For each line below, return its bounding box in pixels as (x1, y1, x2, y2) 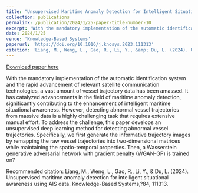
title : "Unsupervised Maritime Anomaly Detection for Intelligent (6, 8, 173, 15)
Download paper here (6, 63, 59, 70)
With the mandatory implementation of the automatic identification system (6, 74, 186, 81)
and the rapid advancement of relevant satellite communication (6, 81, 160, 88)
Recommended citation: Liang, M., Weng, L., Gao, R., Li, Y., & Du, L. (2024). (6, 168, 189, 175)
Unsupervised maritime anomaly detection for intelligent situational (6, 174, 169, 181)
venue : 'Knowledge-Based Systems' (6, 36, 91, 42)
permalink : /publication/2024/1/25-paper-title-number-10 (6, 19, 151, 25)
